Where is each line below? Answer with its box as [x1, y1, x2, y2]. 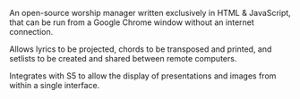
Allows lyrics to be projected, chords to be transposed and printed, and [9, 44, 272, 54]
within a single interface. [9, 80, 100, 90]
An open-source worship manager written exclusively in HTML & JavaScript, [9, 8, 291, 18]
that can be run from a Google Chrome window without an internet [9, 17, 255, 28]
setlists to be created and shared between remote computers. [9, 54, 237, 63]
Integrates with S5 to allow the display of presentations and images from [9, 70, 277, 81]
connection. [9, 27, 54, 37]
